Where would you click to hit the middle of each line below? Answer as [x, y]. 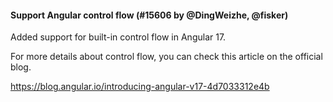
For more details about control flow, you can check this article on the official [166, 57]
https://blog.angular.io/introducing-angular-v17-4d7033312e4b [140, 87]
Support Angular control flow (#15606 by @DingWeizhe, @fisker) [149, 15]
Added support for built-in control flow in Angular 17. [118, 37]
